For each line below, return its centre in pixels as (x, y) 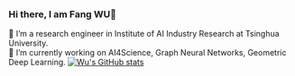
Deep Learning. (37, 63)
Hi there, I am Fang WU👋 (63, 14)
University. (28, 43)
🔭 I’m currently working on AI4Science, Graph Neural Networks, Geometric (147, 53)
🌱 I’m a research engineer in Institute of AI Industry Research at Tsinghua (144, 34)
